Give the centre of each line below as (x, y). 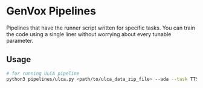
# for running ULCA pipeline (43, 74)
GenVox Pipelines (51, 11)
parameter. (20, 40)
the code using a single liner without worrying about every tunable (89, 34)
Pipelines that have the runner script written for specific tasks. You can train (101, 28)
